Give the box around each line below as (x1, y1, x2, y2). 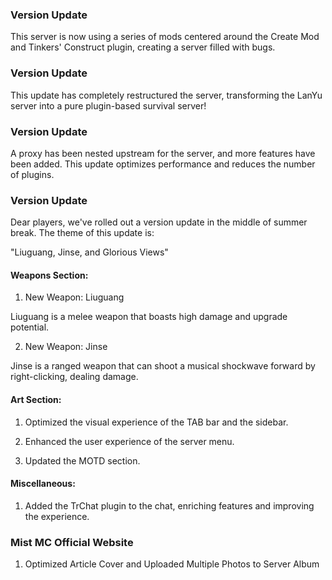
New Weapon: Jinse (24, 341, 108, 353)
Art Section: (10, 393, 62, 405)
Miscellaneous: (10, 478, 76, 490)
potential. (10, 321, 50, 333)
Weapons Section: (10, 269, 89, 281)
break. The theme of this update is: (10, 227, 155, 239)
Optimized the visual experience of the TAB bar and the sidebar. (24, 416, 289, 428)
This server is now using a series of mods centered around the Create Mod (10, 31, 320, 43)
